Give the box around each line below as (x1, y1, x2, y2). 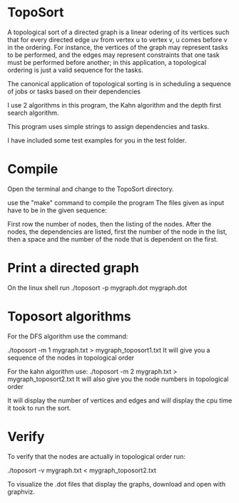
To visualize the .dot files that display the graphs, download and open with (7, 479, 226, 488)
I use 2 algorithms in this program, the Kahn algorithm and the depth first (7, 100, 221, 109)
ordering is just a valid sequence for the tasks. (7, 66, 144, 74)
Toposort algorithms (7, 308, 131, 324)
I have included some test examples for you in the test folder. (7, 136, 187, 145)
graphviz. (7, 487, 36, 496)
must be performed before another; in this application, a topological (7, 58, 207, 66)
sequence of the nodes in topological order (7, 353, 135, 362)
